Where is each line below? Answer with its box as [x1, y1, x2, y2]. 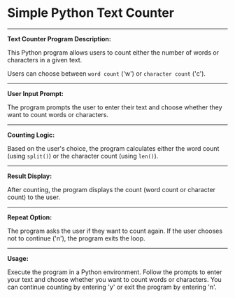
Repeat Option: [7, 212, 52, 222]
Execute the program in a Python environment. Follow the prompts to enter [7, 268, 222, 276]
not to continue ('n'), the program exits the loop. [7, 233, 145, 243]
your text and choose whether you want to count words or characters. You [7, 275, 222, 283]
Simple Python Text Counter [7, 5, 175, 21]
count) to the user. [7, 193, 61, 201]
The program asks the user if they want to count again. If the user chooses [7, 226, 222, 235]
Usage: [7, 254, 29, 262]
